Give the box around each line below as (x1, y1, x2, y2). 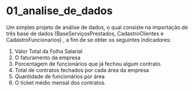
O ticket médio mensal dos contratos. (14, 79, 106, 86)
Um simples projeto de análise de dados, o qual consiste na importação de (6, 24, 188, 31)
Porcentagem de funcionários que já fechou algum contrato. (14, 60, 162, 67)
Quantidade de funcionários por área (14, 73, 105, 80)
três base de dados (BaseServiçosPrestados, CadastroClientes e (6, 30, 164, 37)
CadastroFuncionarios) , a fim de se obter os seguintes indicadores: (6, 36, 172, 43)
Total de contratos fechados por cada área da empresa (14, 66, 149, 73)
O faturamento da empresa (14, 54, 81, 61)
